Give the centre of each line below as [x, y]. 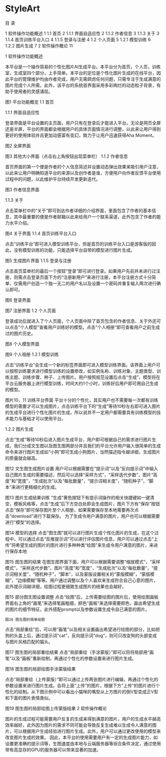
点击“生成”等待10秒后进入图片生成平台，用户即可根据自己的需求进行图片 [79, 439]
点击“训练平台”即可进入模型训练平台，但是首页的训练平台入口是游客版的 [79, 244]
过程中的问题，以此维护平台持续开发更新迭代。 [53, 179]
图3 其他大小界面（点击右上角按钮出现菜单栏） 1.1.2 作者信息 [67, 156]
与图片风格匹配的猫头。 [29, 641]
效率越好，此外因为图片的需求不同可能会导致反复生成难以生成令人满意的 [79, 725]
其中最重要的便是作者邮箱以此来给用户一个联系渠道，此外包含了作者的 [85, 217]
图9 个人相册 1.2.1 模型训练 [32, 354]
